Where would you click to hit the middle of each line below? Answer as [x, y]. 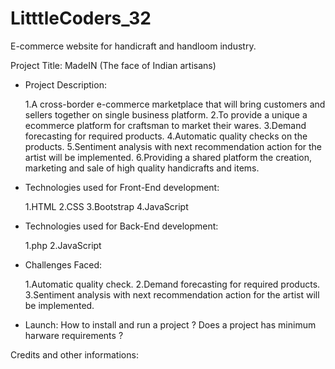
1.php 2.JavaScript [63, 245]
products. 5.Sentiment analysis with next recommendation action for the [173, 146]
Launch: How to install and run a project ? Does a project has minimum [170, 324]
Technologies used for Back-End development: [121, 226]
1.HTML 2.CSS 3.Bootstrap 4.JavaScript [106, 206]
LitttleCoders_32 [81, 18]
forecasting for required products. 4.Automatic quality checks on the [166, 136]
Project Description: [65, 84]
